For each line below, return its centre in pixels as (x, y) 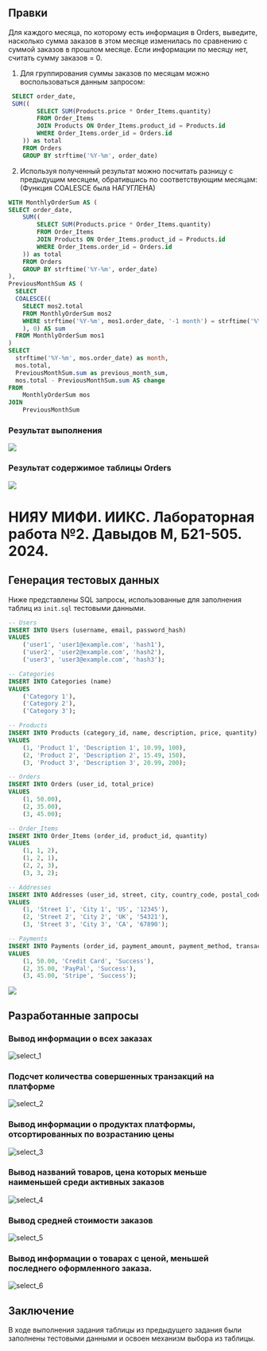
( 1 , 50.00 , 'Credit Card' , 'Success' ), (89, 961)
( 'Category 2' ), (50, 704)
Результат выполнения (55, 430)
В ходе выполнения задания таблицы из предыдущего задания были (125, 1330)
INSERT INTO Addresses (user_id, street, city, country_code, (113, 895)
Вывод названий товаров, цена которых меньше (108, 1172)
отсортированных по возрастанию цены (91, 1134)
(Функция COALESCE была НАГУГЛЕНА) (88, 187)
